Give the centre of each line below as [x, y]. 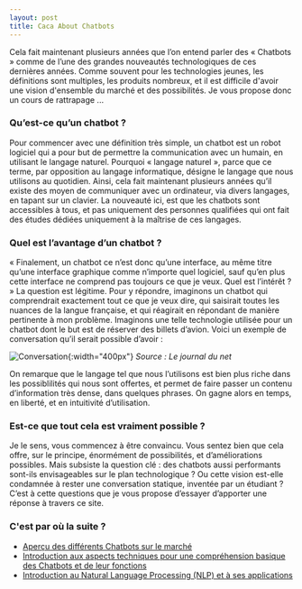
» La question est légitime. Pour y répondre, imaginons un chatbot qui [139, 291]
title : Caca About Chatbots [62, 26]
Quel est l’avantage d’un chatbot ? [86, 243]
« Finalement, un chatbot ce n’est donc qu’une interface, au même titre [141, 262]
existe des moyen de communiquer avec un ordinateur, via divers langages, [150, 190]
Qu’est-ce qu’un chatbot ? [68, 123]
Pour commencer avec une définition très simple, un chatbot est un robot [145, 143]
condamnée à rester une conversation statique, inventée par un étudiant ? [146, 484]
